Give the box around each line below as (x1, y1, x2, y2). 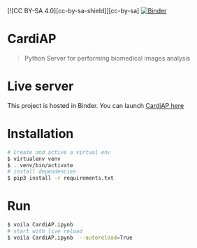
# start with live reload (7, 228, 82, 235)
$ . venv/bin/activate (7, 162, 73, 169)
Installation (7, 126, 74, 142)
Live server (7, 79, 74, 94)
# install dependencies (7, 168, 77, 176)
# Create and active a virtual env (7, 148, 111, 156)
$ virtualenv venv (7, 155, 61, 162)
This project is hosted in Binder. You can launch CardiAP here (7, 101, 184, 109)
